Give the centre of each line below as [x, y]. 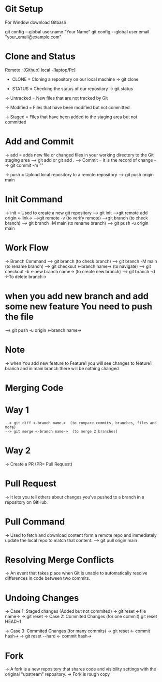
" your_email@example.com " [33, 37]
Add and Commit [39, 142]
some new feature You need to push [79, 306]
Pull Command [35, 521]
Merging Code [34, 388]
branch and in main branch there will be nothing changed [62, 368]
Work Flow [27, 248]
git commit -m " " [27, 165]
